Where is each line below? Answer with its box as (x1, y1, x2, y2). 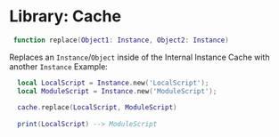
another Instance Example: (9, 60, 109, 72)
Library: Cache (9, 6, 122, 27)
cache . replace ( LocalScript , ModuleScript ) (17, 103, 177, 112)
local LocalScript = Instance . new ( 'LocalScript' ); (17, 78, 209, 87)
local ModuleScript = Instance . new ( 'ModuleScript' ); (17, 86, 217, 95)
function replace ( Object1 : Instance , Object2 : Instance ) (12, 36, 229, 44)
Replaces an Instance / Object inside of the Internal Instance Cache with (9, 52, 270, 62)
